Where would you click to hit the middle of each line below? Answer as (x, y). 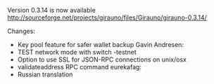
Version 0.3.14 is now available (52, 10)
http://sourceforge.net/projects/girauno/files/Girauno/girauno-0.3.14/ (107, 17)
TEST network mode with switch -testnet (77, 52)
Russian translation (45, 74)
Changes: (21, 31)
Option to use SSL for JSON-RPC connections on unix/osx (102, 59)
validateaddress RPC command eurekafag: (80, 67)
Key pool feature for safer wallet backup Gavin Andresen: (101, 44)
